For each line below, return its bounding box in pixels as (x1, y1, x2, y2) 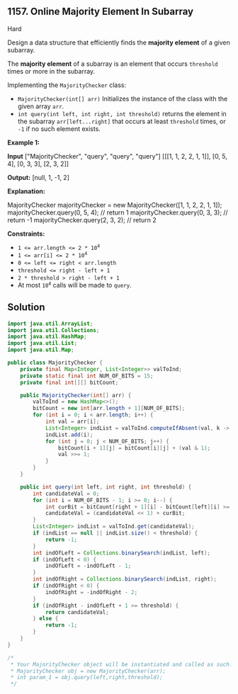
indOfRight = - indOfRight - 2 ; (45, 588, 138, 596)
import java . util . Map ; (7, 346, 74, 353)
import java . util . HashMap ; (7, 333, 87, 341)
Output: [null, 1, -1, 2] (7, 173, 69, 181)
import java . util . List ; (7, 340, 78, 347)
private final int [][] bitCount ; (20, 379, 119, 386)
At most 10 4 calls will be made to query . (17, 280, 132, 289)
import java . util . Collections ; (7, 326, 100, 334)
